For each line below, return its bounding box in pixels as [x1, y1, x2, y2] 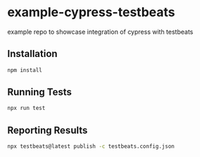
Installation [7, 48, 58, 60]
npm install [7, 66, 42, 74]
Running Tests [7, 86, 72, 99]
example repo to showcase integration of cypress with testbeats [7, 27, 194, 36]
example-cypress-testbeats [7, 4, 175, 20]
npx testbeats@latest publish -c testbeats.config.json [7, 143, 175, 150]
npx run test [7, 105, 46, 112]
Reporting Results [7, 124, 88, 136]
